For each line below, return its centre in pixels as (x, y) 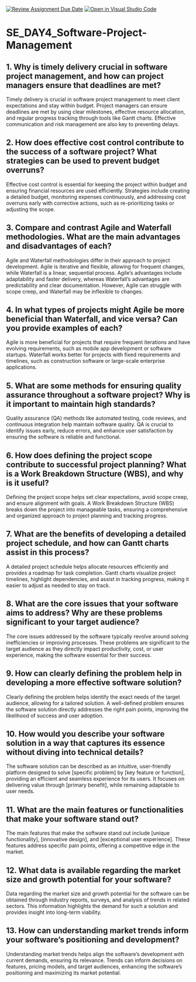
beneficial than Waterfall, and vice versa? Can (92, 319)
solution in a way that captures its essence (86, 743)
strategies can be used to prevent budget (83, 161)
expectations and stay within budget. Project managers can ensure (87, 105)
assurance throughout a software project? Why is (98, 395)
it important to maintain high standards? (81, 404)
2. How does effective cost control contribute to (95, 143)
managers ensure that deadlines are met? (84, 85)
